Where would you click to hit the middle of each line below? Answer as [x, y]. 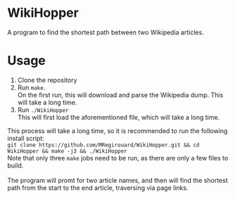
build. [15, 165]
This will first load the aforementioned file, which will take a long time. [119, 117]
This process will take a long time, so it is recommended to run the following [118, 130]
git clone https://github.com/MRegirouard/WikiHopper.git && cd [103, 145]
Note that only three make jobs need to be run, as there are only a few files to [118, 158]
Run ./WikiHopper [43, 109]
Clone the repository [47, 80]
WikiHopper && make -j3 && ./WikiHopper [68, 151]
